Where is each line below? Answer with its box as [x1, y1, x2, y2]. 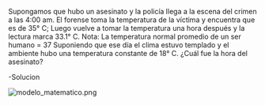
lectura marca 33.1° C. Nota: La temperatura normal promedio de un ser [8, 32, 241, 41]
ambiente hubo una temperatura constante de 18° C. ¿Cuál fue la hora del [8, 49, 248, 58]
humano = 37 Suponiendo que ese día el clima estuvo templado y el [8, 40, 229, 50]
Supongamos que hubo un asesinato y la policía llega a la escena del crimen [8, 7, 257, 16]
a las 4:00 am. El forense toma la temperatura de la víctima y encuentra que [8, 15, 256, 24]
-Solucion [8, 73, 40, 81]
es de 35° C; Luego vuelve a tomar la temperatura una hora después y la [8, 24, 245, 32]
